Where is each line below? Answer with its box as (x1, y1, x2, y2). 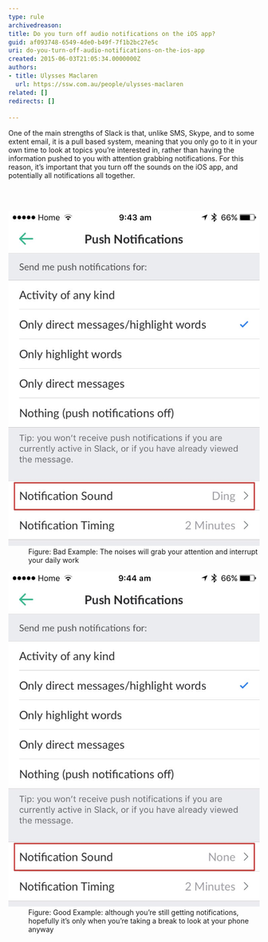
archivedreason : (8, 21, 62, 30)
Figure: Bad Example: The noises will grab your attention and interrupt (28, 547, 258, 556)
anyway (28, 924, 54, 934)
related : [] (8, 89, 48, 97)
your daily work (28, 556, 80, 565)
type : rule (8, 13, 45, 21)
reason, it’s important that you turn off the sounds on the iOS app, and (8, 162, 238, 172)
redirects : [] (8, 97, 56, 105)
